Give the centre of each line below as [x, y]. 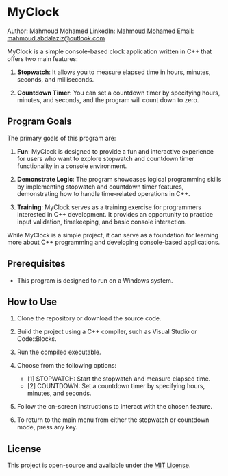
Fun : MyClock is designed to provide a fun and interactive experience [115, 151]
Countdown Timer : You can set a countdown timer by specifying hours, [118, 93]
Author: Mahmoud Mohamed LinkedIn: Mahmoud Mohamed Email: [101, 31]
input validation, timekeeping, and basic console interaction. [102, 222]
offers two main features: [43, 58]
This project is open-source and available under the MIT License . [99, 465]
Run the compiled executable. [59, 352]
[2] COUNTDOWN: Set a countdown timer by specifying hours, [116, 386]
